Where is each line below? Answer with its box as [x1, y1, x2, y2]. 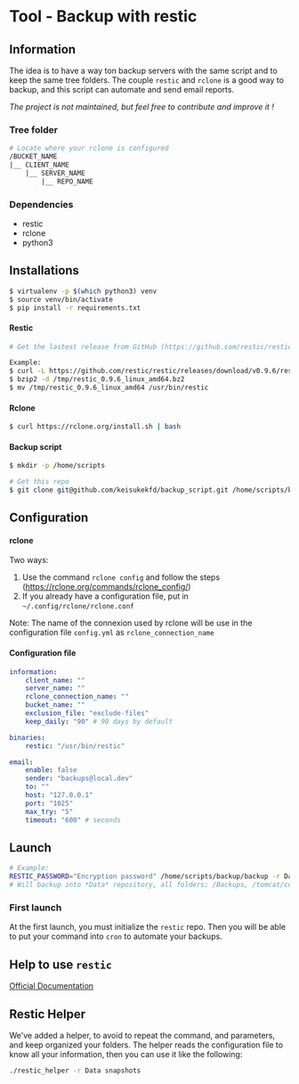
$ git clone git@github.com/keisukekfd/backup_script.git [9, 485, 229, 495]
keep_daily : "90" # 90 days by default [25, 717, 174, 726]
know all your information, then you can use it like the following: [9, 1048, 243, 1059]
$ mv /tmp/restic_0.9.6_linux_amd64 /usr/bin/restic [9, 383, 209, 393]
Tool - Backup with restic [9, 6, 198, 27]
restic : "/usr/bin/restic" [25, 741, 125, 750]
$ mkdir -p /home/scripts [9, 461, 105, 470]
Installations [9, 263, 80, 278]
